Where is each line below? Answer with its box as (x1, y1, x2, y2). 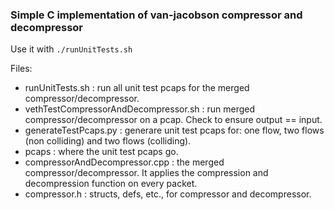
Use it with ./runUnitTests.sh (10, 43, 133, 55)
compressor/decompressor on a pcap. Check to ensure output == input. (24, 114, 323, 126)
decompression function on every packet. (24, 178, 198, 190)
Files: (10, 63, 33, 75)
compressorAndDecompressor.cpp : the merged (24, 156, 225, 168)
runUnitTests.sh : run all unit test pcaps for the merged (24, 82, 250, 94)
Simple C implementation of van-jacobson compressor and (10, 8, 303, 22)
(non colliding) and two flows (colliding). (24, 135, 192, 147)
